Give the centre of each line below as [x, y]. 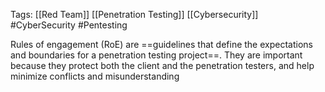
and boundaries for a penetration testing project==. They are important [156, 55]
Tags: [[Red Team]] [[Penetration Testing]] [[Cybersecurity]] [134, 14]
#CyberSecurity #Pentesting [69, 25]
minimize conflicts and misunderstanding [95, 76]
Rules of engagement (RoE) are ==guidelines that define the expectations [161, 44]
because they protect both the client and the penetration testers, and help [162, 65]
